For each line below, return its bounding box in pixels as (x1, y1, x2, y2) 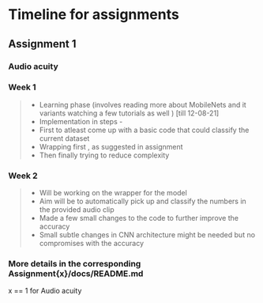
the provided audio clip (39, 205, 115, 214)
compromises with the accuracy (39, 239, 145, 248)
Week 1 (8, 81, 37, 93)
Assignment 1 (8, 37, 77, 51)
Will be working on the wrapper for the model (39, 188, 187, 198)
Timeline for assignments (8, 6, 179, 24)
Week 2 (8, 170, 38, 181)
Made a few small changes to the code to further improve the (39, 214, 239, 223)
